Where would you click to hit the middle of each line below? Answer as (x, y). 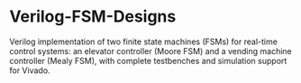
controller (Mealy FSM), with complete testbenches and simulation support (148, 60)
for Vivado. (30, 70)
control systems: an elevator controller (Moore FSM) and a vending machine (150, 51)
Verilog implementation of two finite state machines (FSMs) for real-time (143, 41)
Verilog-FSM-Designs (93, 17)
